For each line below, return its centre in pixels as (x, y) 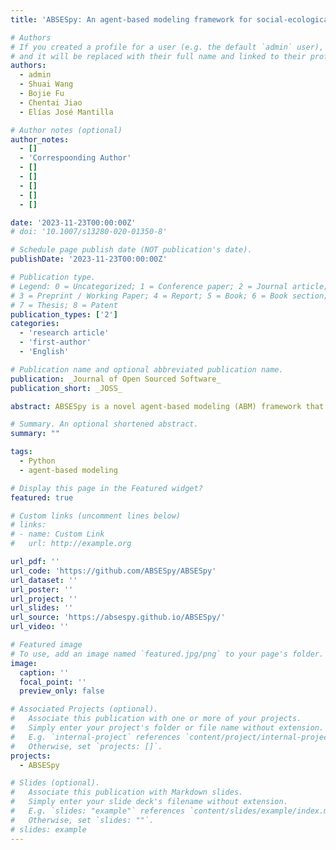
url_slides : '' (42, 608)
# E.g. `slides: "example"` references (98, 811)
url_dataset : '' (44, 580)
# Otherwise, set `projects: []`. (86, 746)
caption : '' (44, 672)
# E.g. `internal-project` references (96, 737)
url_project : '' (44, 599)
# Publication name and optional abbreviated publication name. (147, 369)
